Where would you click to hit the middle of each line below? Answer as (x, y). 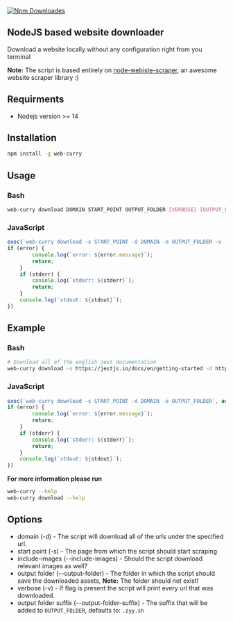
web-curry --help (32, 492)
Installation (32, 138)
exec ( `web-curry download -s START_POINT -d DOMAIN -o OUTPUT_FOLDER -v (114, 242)
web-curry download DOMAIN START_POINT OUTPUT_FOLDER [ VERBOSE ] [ (105, 210)
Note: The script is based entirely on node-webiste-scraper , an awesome (112, 70)
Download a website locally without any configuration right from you (105, 49)
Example (26, 328)
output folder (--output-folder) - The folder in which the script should (116, 573)
